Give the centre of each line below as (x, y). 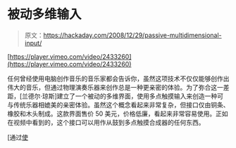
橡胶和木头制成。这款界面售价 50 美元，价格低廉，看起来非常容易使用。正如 (118, 114)
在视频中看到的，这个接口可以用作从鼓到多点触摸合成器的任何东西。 (106, 122)
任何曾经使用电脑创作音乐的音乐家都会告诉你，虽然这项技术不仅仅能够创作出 (118, 79)
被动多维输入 (45, 14)
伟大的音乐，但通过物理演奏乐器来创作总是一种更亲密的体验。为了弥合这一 (115, 87)
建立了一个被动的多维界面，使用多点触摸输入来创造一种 (137, 96)
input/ (33, 43)
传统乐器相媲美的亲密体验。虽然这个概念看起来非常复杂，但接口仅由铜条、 (121, 105)
